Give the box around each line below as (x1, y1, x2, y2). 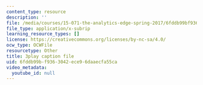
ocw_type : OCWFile (6, 42, 53, 48)
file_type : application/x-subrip (6, 25, 91, 32)
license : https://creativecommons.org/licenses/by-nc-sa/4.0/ (6, 37, 166, 42)
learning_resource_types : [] (6, 31, 80, 37)
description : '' (6, 14, 47, 20)
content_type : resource (6, 8, 66, 15)
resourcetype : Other (6, 48, 59, 54)
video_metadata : (6, 64, 47, 71)
